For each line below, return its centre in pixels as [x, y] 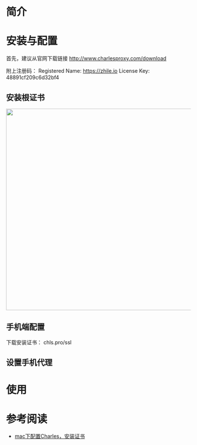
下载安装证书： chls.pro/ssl [39, 342]
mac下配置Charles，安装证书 [50, 436]
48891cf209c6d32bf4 [33, 77]
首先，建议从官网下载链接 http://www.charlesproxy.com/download [86, 59]
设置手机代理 [29, 363]
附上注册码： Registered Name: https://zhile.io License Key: [78, 71]
